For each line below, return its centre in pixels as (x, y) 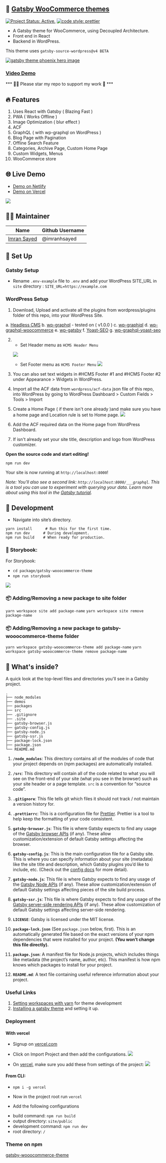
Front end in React (31, 36)
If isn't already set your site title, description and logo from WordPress (84, 439)
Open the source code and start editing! (47, 454)
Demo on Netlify (29, 186)
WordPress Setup (27, 299)
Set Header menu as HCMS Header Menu (59, 345)
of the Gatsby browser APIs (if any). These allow (62, 834)
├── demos (16, 702)
